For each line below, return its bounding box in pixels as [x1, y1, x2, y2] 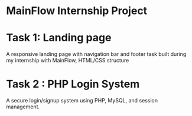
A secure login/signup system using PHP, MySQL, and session [6, 97, 158, 104]
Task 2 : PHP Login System [6, 78, 140, 91]
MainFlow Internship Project [6, 4, 148, 18]
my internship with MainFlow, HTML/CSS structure [6, 57, 129, 64]
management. [6, 103, 40, 110]
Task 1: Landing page [6, 31, 112, 45]
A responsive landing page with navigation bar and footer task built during [6, 51, 187, 58]
